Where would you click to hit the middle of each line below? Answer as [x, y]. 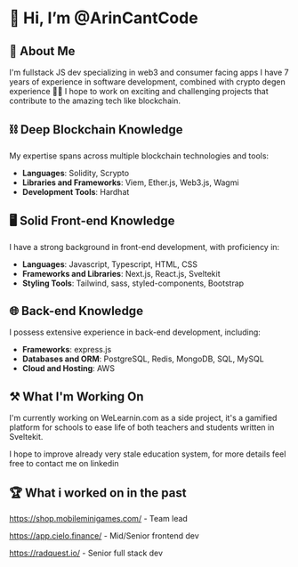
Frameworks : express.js [67, 350]
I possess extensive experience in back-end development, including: [135, 332]
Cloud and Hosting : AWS [68, 369]
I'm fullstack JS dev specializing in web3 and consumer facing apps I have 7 [149, 72]
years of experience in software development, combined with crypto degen [148, 82]
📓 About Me [42, 51]
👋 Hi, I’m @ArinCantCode [104, 18]
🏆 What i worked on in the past [98, 493]
